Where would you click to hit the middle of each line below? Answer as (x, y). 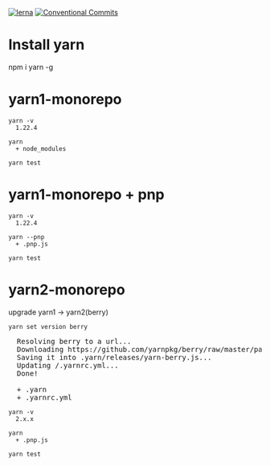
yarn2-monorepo (67, 290)
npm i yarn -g (31, 67)
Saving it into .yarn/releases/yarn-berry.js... (114, 357)
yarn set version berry (48, 326)
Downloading (40, 349)
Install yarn (47, 45)
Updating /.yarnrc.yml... (67, 365)
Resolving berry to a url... (74, 341)
